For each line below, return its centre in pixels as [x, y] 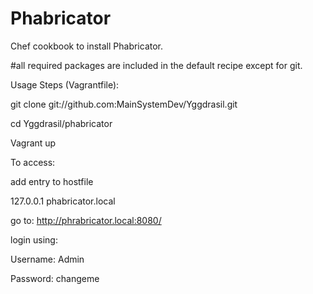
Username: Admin [47, 259]
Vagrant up [33, 143]
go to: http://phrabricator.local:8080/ [86, 220]
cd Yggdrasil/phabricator [61, 123]
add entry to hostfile [52, 181]
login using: [34, 239]
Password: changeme [55, 278]
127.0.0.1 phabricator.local [63, 201]
